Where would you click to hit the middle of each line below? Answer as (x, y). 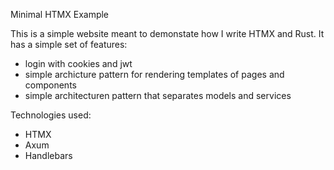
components (50, 85)
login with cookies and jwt (78, 63)
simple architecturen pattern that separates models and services (158, 95)
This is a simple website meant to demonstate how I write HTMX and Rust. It (167, 33)
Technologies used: (51, 115)
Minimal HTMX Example (60, 14)
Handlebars (48, 155)
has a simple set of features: (69, 44)
